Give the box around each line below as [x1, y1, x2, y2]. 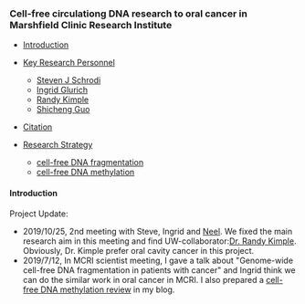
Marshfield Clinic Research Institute [9, 18, 173, 31]
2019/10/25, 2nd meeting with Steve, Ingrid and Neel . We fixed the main [22, 225, 293, 236]
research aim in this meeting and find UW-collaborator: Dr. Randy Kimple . [22, 236, 297, 246]
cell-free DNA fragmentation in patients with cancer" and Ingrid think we [22, 264, 296, 276]
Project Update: [9, 208, 68, 219]
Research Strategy [22, 140, 93, 151]
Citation [22, 121, 53, 132]
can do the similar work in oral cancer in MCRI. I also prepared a [22, 274, 265, 285]
